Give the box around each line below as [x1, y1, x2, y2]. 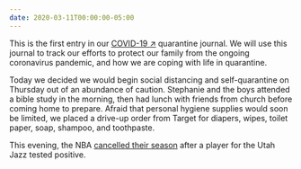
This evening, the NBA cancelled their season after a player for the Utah [9, 139, 276, 150]
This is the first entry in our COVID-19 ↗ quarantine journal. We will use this [9, 38, 288, 49]
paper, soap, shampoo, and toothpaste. [9, 122, 155, 133]
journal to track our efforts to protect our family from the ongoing [9, 47, 250, 58]
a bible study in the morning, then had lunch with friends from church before [9, 93, 293, 104]
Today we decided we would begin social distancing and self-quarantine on [9, 74, 289, 85]
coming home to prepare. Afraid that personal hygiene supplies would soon [9, 102, 289, 113]
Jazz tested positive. [9, 149, 86, 160]
